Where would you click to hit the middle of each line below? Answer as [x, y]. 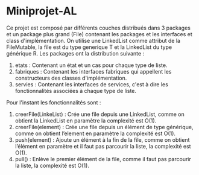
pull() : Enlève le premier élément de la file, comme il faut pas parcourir [103, 159]
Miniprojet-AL [42, 11]
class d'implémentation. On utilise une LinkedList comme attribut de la [93, 40]
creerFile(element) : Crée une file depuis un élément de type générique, [104, 127]
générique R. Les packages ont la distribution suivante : [75, 53]
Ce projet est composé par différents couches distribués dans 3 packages [99, 28]
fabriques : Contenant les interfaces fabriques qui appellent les [93, 71]
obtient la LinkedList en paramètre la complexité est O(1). [86, 120]
